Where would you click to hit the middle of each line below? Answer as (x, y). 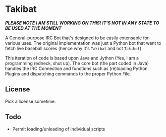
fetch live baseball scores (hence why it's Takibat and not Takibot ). (74, 48)
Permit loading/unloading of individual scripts (59, 129)
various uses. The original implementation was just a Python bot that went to (83, 43)
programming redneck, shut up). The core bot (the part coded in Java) (77, 63)
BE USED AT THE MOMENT (33, 28)
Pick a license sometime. (30, 101)
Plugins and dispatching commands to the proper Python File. (68, 73)
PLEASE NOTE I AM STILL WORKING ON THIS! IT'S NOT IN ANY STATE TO (82, 23)
